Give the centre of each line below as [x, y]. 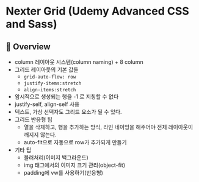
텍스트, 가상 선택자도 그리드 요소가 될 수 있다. [68, 112]
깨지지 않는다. [40, 135]
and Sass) [31, 24]
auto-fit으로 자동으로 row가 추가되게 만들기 [75, 142]
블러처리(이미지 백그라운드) [56, 157]
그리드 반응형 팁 [33, 119]
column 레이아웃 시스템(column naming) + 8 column [79, 62]
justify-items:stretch [52, 83]
